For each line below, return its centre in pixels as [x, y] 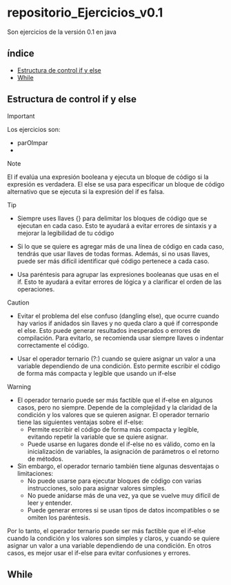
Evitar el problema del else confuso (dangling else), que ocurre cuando [118, 316]
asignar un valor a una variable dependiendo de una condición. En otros [109, 545]
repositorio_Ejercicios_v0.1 [85, 13]
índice [21, 54]
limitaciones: [35, 473]
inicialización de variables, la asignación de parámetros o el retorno [123, 451]
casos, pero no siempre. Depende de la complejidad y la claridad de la [117, 407]
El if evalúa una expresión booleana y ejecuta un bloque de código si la [108, 177]
